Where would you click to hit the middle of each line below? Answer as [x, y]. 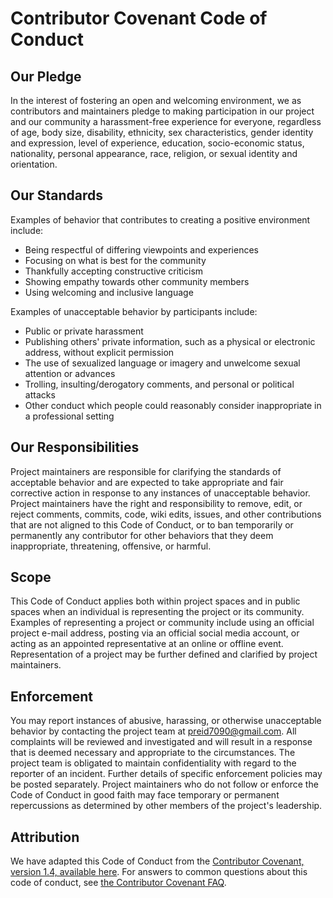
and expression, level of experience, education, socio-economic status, [157, 143]
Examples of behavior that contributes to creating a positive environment [160, 219]
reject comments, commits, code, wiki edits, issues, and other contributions [166, 514]
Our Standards [57, 195]
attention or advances [70, 373]
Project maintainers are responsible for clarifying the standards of [146, 471]
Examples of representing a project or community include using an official [162, 623]
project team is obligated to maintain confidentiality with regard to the [153, 763]
